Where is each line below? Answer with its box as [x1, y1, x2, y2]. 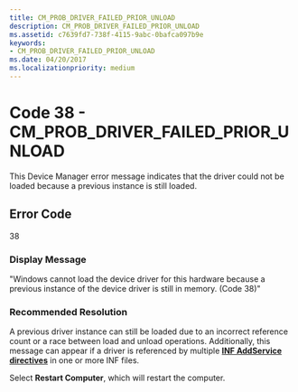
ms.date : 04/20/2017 [9, 55, 88, 64]
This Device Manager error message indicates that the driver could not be [9, 171, 284, 182]
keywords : [9, 38, 47, 48]
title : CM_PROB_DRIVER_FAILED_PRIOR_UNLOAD [9, 13, 176, 23]
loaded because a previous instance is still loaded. [9, 180, 197, 191]
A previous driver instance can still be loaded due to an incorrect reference [9, 326, 289, 337]
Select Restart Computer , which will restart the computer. [9, 372, 226, 384]
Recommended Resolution [9, 305, 128, 318]
